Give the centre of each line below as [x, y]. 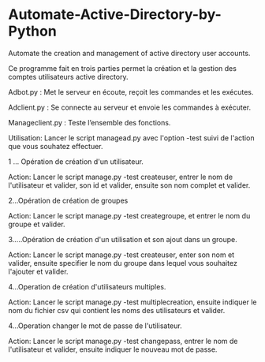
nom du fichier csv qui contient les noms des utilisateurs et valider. [117, 310]
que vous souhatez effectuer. [56, 146]
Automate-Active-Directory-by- [115, 15]
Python [32, 31]
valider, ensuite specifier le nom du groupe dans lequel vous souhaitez [123, 263]
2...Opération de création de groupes [68, 200]
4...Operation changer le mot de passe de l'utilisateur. [95, 326]
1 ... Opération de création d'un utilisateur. [76, 161]
